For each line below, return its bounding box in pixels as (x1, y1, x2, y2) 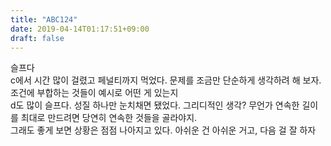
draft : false (10, 33, 65, 43)
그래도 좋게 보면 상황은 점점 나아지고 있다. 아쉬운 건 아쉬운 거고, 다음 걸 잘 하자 (10, 124, 317, 136)
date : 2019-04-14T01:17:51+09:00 (10, 24, 150, 34)
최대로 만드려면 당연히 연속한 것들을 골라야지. (20, 112, 198, 124)
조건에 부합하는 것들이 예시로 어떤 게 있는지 (10, 87, 179, 99)
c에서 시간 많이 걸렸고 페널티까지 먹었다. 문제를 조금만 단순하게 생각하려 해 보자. (10, 74, 322, 86)
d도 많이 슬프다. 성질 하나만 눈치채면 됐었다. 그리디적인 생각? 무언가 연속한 (10, 99, 300, 111)
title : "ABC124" (10, 14, 78, 25)
